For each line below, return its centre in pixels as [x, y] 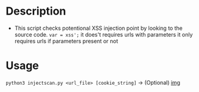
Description [36, 11]
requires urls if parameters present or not [66, 41]
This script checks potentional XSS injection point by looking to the [99, 28]
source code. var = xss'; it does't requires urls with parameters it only [103, 34]
